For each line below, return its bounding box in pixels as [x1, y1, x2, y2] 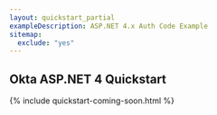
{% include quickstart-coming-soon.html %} [9, 95, 175, 106]
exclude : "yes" [17, 38, 75, 48]
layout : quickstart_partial [9, 13, 116, 22]
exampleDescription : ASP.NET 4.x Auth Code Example [9, 22, 208, 31]
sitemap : [9, 30, 42, 39]
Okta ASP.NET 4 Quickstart [9, 71, 167, 86]
